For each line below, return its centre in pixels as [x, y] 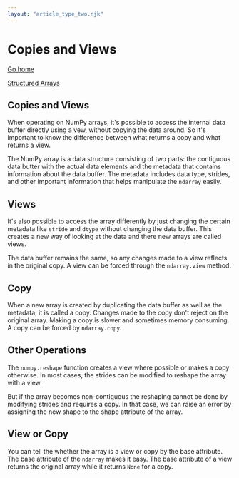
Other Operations [47, 350]
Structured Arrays [34, 83]
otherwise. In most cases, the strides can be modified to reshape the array [117, 375]
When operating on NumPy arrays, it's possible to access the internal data [117, 123]
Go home [21, 69]
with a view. [25, 382]
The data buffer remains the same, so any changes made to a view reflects [117, 258]
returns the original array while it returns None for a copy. [90, 466]
